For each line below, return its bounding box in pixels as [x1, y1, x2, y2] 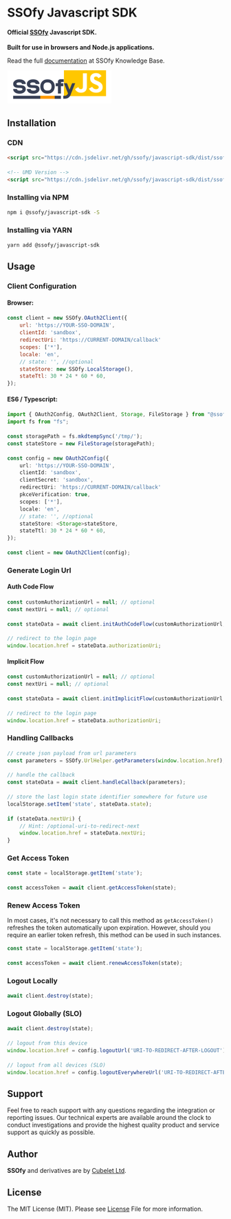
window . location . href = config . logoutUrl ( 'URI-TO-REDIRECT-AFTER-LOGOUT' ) [7, 1047, 226, 1054]
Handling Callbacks [7, 733, 74, 743]
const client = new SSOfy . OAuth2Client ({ [7, 315, 128, 322]
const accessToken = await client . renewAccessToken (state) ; [7, 960, 184, 967]
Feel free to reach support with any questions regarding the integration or [7, 1106, 215, 1114]
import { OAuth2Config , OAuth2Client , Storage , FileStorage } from [7, 411, 205, 418]
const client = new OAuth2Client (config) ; [7, 549, 131, 556]
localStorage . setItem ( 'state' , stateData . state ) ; [7, 801, 153, 808]
